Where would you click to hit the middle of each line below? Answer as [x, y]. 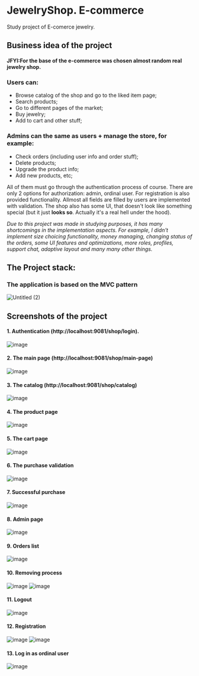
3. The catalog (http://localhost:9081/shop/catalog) [72, 385]
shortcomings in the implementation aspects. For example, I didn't [87, 230]
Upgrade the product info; [47, 169]
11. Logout [19, 600]
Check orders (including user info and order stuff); [77, 156]
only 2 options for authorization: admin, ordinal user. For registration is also [98, 193]
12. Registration [26, 626]
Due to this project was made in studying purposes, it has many [85, 224]
